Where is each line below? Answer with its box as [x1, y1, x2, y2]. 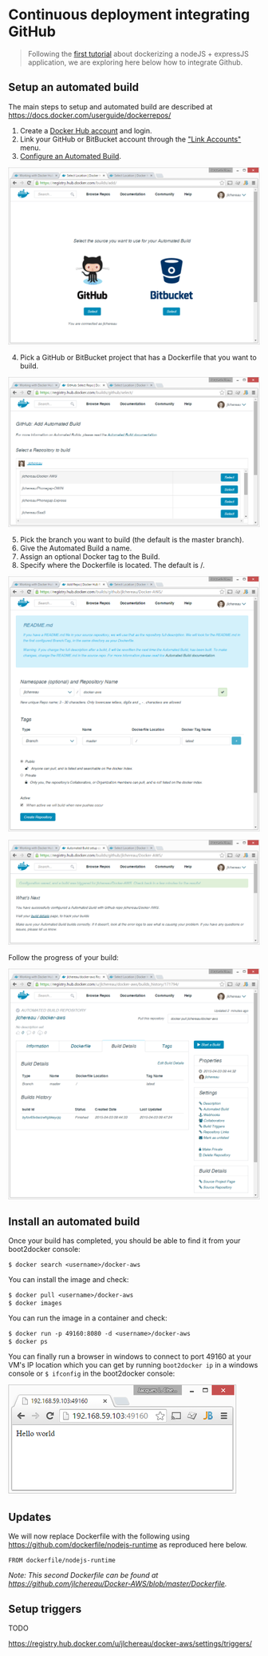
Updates [8, 1510, 52, 1523]
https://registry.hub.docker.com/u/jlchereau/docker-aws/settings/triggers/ [8, 1639, 253, 1649]
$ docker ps [8, 1338, 48, 1346]
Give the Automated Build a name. [19, 543, 132, 553]
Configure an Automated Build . [19, 151, 122, 161]
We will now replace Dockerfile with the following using [8, 1531, 190, 1541]
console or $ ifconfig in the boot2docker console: [8, 1368, 175, 1379]
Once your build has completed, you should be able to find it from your [8, 1236, 241, 1245]
